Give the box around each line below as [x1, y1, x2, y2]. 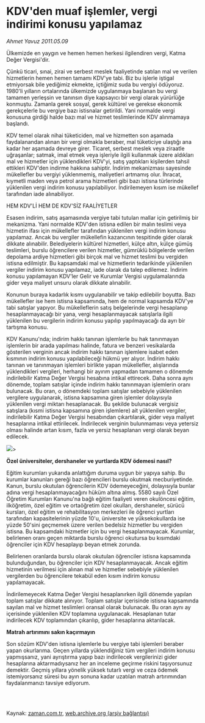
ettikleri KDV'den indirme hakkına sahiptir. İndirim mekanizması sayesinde [6, 164, 192, 171]
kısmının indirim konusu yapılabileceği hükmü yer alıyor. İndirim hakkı [6, 354, 180, 362]
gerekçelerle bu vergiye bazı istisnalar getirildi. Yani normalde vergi [6, 107, 175, 114]
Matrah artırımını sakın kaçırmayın [6, 628, 96, 635]
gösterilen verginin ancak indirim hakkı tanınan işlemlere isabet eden [6, 348, 179, 356]
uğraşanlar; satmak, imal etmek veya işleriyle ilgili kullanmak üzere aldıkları [6, 151, 194, 159]
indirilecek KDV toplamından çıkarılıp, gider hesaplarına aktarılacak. [6, 616, 176, 624]
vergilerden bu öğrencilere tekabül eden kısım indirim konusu [6, 572, 160, 579]
